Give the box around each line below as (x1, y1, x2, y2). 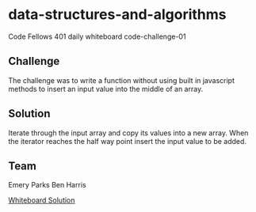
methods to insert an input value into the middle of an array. (8, 84, 204, 93)
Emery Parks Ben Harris (8, 180, 86, 190)
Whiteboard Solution (8, 195, 75, 205)
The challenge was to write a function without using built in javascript (8, 75, 235, 85)
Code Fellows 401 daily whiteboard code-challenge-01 (8, 32, 186, 41)
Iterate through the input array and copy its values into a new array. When (8, 128, 249, 138)
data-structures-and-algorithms (8, 6, 227, 24)
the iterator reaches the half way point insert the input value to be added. (8, 136, 247, 146)
